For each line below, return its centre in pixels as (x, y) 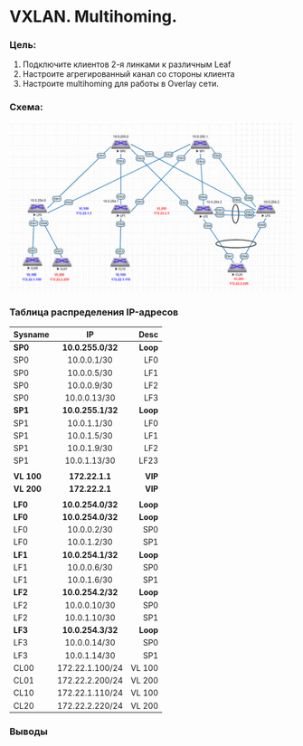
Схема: (26, 108)
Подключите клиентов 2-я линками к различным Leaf (127, 64)
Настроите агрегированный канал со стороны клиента (128, 74)
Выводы (28, 732)
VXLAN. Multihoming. (94, 17)
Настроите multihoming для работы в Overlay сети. (121, 84)
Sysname (31, 334)
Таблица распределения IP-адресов (94, 312)
